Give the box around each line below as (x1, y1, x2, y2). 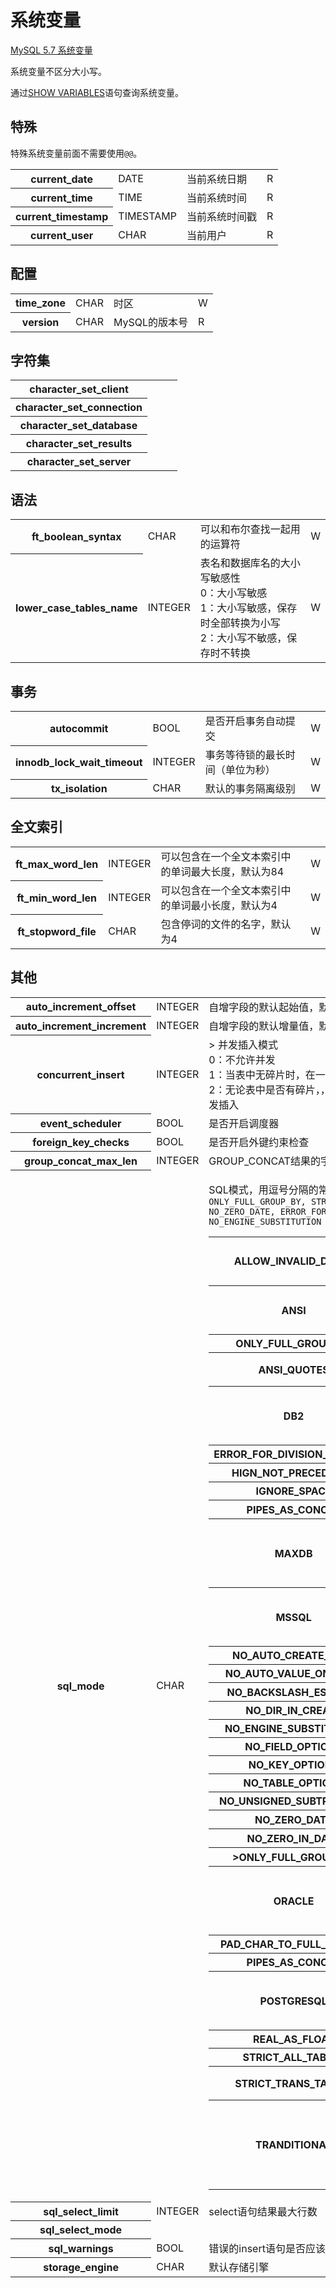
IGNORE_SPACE (255, 1484, 332, 1498)
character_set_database (19, 419, 138, 433)
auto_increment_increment (15, 1019, 147, 1033)
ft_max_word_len (15, 857, 99, 871)
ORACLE (273, 1894, 315, 1908)
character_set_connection (15, 401, 143, 415)
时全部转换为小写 (199, 616, 281, 630)
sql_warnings (48, 2241, 114, 2255)
